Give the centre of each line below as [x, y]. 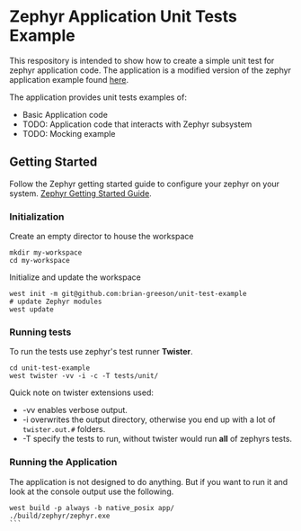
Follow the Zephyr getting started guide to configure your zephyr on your [145, 184]
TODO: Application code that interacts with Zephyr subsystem [137, 124]
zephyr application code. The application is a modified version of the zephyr [150, 70]
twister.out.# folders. [64, 429]
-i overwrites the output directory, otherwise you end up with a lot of [149, 419]
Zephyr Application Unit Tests [124, 17]
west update [31, 310]
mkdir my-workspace [46, 253]
